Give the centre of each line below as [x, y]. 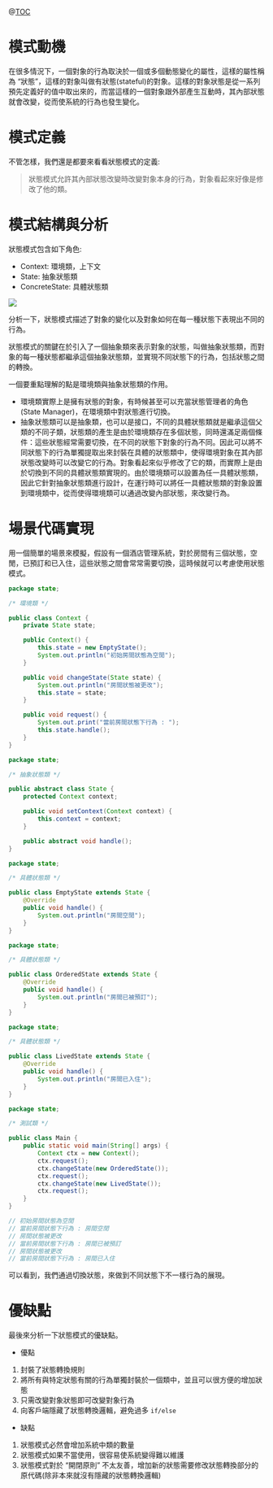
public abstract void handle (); [78, 841]
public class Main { [43, 1138]
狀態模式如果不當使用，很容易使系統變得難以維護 [102, 1455]
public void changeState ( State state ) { [92, 677]
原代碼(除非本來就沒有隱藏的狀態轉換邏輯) [91, 1476]
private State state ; [59, 625]
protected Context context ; [70, 797]
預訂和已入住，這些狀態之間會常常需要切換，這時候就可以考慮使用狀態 [147, 563]
